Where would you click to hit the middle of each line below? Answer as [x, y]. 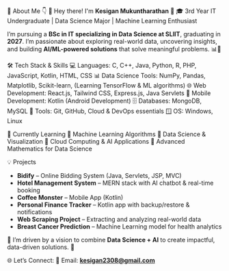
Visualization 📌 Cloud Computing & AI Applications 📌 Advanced [96, 141]
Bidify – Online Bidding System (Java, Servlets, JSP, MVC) [99, 176]
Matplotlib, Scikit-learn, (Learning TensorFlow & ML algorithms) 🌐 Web [107, 85]
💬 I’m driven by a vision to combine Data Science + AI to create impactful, [111, 240]
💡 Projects [22, 162]
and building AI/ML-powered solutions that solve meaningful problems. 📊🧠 [114, 49]
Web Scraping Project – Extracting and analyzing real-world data [109, 219]
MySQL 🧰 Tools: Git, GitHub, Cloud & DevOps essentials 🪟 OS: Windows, [110, 111]
